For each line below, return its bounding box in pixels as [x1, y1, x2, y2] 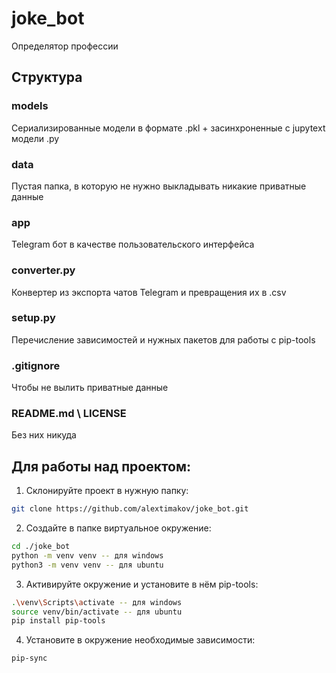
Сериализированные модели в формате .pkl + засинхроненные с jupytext [11, 122, 326, 134]
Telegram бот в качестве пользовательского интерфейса [11, 238, 255, 251]
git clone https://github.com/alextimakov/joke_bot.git [11, 504, 249, 514]
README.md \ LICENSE [11, 407, 127, 421]
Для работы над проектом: [11, 458, 192, 475]
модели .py [11, 132, 60, 144]
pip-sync [11, 653, 48, 664]
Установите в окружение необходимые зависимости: [25, 634, 256, 646]
